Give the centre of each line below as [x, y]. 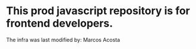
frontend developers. [60, 23]
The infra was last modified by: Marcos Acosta [63, 40]
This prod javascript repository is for [98, 11]
